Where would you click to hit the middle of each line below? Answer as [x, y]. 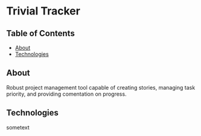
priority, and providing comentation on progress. [66, 94]
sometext [18, 127]
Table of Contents [41, 33]
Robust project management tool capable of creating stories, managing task [101, 87]
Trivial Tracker [43, 11]
